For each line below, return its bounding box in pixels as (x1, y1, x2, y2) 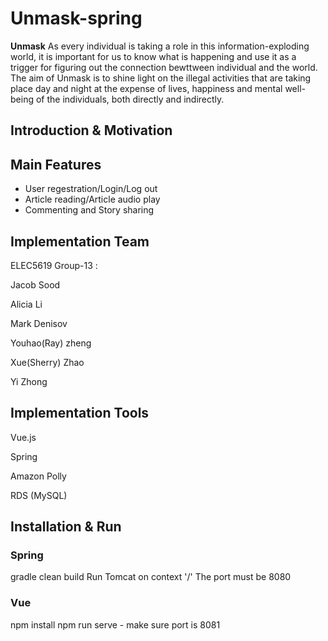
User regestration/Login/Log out (24, 183, 158, 195)
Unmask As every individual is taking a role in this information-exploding (10, 40, 310, 52)
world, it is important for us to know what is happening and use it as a (10, 50, 297, 62)
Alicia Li (10, 298, 43, 310)
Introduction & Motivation (10, 122, 173, 139)
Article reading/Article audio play (24, 193, 161, 206)
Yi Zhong (10, 375, 48, 387)
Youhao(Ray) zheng (10, 337, 92, 349)
